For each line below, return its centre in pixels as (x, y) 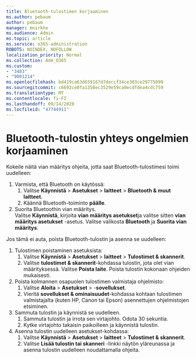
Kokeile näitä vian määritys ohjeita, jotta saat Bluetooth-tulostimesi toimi (93, 167)
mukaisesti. (37, 275)
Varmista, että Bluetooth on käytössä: (60, 184)
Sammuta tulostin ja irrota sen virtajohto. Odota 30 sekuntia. (96, 319)
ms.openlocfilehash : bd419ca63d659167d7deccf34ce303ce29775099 (85, 82)
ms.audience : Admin (30, 33)
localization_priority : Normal (44, 55)
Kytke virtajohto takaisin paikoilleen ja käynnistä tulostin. (91, 325)
